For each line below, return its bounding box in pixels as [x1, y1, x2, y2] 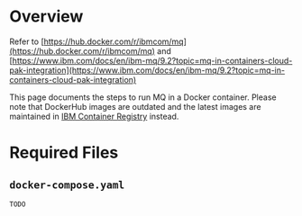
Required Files [9, 142, 119, 163]
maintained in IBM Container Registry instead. [9, 111, 179, 121]
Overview [9, 6, 84, 27]
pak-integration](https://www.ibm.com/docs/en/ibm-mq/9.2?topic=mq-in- [9, 65, 286, 76]
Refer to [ [9, 36, 44, 47]
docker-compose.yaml [9, 178, 125, 191]
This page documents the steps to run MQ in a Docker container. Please [9, 92, 277, 103]
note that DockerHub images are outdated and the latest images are [9, 101, 261, 112]
